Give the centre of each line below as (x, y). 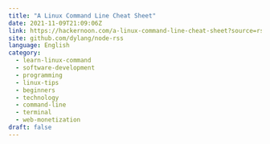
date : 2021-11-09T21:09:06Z (55, 23)
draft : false (30, 127)
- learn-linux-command (53, 61)
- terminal (34, 113)
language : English (39, 46)
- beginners (36, 90)
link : (17, 30)
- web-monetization (48, 120)
